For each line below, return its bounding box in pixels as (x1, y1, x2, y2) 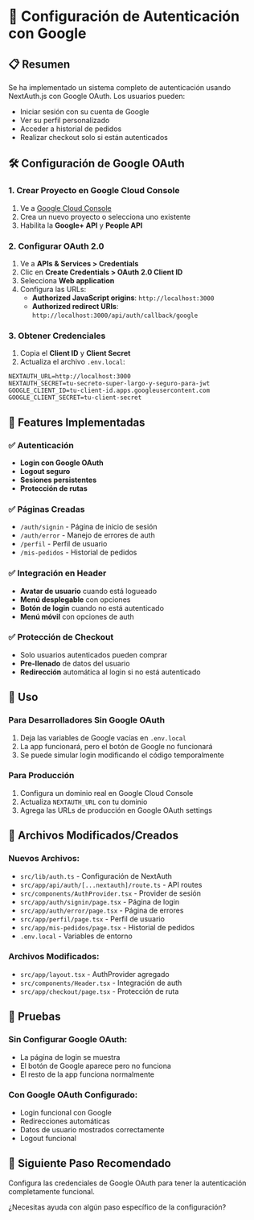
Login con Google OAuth (19, 458, 104, 468)
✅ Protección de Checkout (8, 632, 114, 643)
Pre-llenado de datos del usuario (19, 658, 130, 668)
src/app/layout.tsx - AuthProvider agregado (19, 969, 170, 979)
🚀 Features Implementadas (8, 415, 145, 429)
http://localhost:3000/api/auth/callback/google (31, 311, 199, 319)
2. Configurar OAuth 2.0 (8, 241, 104, 252)
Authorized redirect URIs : (31, 301, 119, 311)
